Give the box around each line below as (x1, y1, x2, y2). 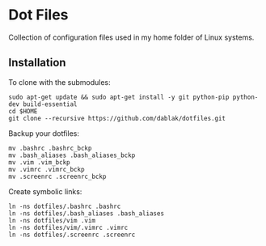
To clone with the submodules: (8, 77, 111, 87)
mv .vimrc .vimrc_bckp (8, 165, 85, 173)
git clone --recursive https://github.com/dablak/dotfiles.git (8, 114, 226, 122)
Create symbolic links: (8, 186, 82, 196)
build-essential (23, 100, 78, 108)
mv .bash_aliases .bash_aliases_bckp (8, 151, 136, 159)
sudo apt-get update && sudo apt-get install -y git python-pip (8, 93, 230, 101)
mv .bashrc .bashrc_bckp (8, 144, 92, 152)
